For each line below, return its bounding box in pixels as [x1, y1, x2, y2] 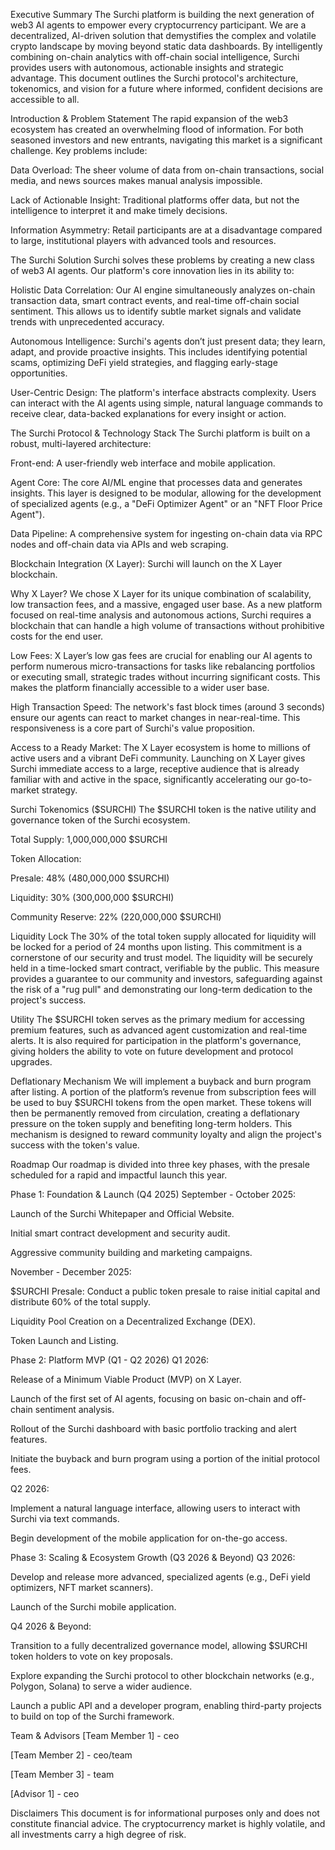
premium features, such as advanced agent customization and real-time [10, 1024, 308, 1036]
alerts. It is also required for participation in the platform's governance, [10, 1035, 302, 1046]
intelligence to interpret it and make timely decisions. [10, 205, 228, 216]
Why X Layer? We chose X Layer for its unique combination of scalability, [10, 588, 312, 599]
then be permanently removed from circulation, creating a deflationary [10, 1107, 300, 1119]
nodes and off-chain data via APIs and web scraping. [10, 539, 229, 550]
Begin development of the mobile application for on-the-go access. [10, 1532, 288, 1544]
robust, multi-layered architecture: [10, 438, 152, 449]
